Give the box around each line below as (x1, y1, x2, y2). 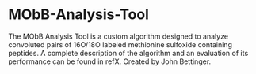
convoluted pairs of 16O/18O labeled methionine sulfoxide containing (8, 39, 232, 49)
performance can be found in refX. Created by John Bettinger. (8, 57, 212, 66)
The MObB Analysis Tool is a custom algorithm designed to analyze (8, 31, 228, 41)
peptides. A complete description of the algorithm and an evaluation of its (8, 48, 249, 57)
